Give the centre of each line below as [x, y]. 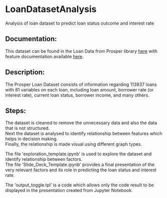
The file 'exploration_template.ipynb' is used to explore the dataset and [78, 154]
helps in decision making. [31, 139]
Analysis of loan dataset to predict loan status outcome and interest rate [80, 23]
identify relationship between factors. [44, 159]
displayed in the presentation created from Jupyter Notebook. [69, 190]
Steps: [16, 111]
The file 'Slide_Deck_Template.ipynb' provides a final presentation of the [80, 165]
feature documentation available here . [44, 56]
